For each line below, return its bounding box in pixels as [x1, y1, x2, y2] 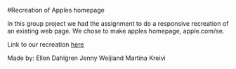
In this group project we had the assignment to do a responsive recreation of [7, 20, 229, 27]
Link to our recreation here [7, 40, 84, 48]
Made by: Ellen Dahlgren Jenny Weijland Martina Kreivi [7, 54, 166, 62]
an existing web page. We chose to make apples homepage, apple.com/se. [7, 27, 225, 35]
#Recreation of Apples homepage [7, 6, 105, 14]
